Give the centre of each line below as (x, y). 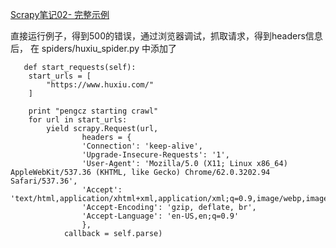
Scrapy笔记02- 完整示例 (60, 14)
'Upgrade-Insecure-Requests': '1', (155, 155)
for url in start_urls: (78, 120)
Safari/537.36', (44, 181)
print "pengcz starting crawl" (93, 111)
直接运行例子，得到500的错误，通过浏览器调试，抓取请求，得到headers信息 (166, 36)
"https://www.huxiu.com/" (100, 85)
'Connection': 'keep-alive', (142, 146)
